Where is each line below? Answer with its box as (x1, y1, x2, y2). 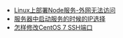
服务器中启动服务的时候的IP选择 (13, 15, 106, 23)
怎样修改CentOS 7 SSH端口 (13, 23, 93, 31)
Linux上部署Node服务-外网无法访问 (13, 6, 116, 14)
